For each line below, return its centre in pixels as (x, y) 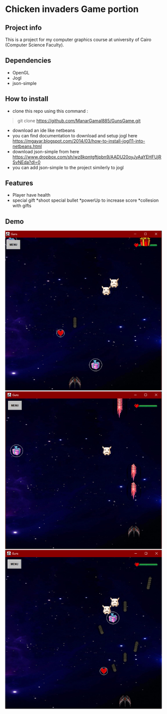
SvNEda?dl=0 (26, 162)
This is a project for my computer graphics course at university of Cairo (78, 39)
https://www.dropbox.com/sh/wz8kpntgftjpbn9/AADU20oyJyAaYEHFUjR (87, 157)
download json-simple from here (46, 151)
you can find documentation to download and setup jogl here (75, 135)
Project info (24, 28)
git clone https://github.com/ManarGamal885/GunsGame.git (79, 120)
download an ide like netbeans (44, 130)
